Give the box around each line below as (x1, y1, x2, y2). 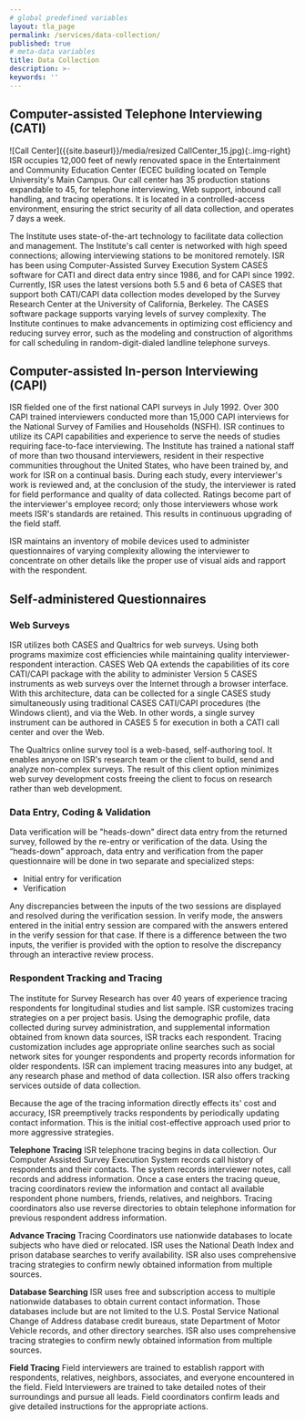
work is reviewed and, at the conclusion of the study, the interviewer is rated (9, 480, 297, 491)
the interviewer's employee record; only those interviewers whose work (9, 499, 279, 510)
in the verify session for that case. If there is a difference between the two (9, 929, 287, 940)
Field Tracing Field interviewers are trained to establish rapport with (9, 1362, 265, 1373)
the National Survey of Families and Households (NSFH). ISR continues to (9, 421, 285, 432)
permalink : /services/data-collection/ (9, 30, 161, 39)
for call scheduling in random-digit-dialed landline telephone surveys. (9, 337, 270, 347)
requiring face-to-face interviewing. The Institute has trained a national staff (9, 441, 295, 451)
